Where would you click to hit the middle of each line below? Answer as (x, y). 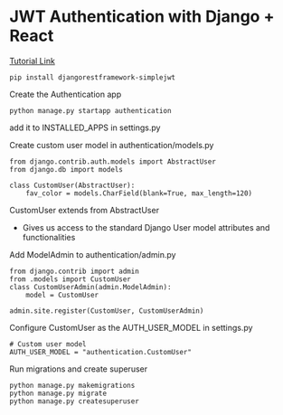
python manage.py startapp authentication (90, 110)
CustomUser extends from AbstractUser (85, 210)
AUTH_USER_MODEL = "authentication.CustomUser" (101, 352)
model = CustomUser (62, 295)
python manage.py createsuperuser (75, 401)
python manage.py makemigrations (72, 385)
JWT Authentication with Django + (142, 17)
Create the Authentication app (66, 94)
